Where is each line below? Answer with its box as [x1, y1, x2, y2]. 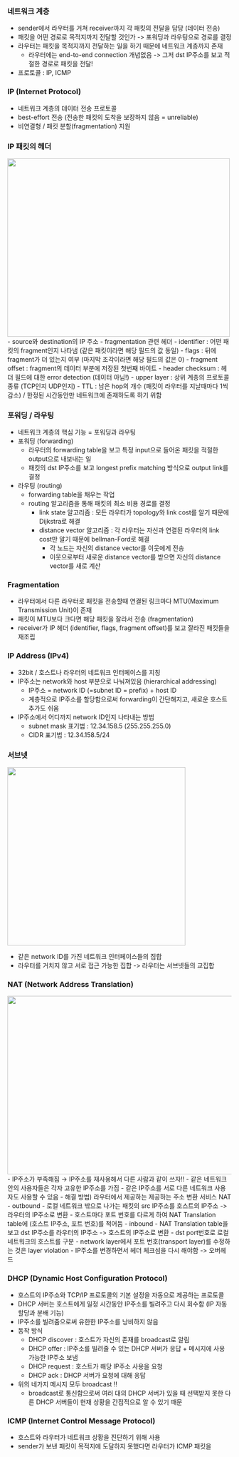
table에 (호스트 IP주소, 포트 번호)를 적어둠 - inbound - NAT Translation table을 [7, 1219, 229, 1228]
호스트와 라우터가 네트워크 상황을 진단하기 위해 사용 [17, 1433, 161, 1441]
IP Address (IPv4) [7, 651, 70, 661]
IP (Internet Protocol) [7, 87, 82, 97]
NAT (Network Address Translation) [7, 980, 134, 989]
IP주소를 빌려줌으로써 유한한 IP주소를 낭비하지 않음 [17, 1317, 159, 1326]
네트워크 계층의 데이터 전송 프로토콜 [17, 103, 117, 112]
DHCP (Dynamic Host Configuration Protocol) [7, 1274, 168, 1284]
